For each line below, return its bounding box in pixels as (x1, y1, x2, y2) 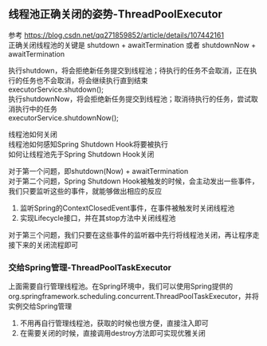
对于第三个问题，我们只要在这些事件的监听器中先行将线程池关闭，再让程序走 (8, 230, 260, 239)
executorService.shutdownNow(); (8, 112, 120, 122)
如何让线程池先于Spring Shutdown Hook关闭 (8, 149, 155, 159)
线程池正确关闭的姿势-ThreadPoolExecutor (8, 7, 223, 22)
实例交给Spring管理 (8, 301, 73, 311)
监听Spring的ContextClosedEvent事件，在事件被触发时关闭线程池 (19, 202, 235, 213)
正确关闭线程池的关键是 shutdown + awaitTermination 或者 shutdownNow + (8, 40, 257, 49)
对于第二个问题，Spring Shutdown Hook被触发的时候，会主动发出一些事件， (8, 176, 259, 186)
